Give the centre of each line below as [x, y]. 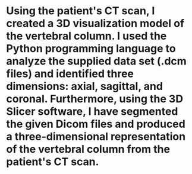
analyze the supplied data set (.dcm [97, 61]
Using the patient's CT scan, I [81, 11]
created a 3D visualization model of [95, 23]
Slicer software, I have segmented [92, 112]
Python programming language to [91, 49]
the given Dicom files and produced [96, 124]
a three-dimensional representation [96, 137]
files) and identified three [70, 74]
